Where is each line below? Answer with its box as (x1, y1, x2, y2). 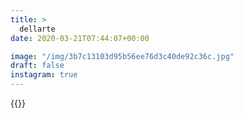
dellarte (19, 24, 56, 34)
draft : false (10, 61, 65, 71)
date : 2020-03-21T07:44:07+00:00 (10, 33, 150, 43)
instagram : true (10, 70, 78, 80)
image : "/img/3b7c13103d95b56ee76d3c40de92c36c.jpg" (10, 51, 235, 61)
